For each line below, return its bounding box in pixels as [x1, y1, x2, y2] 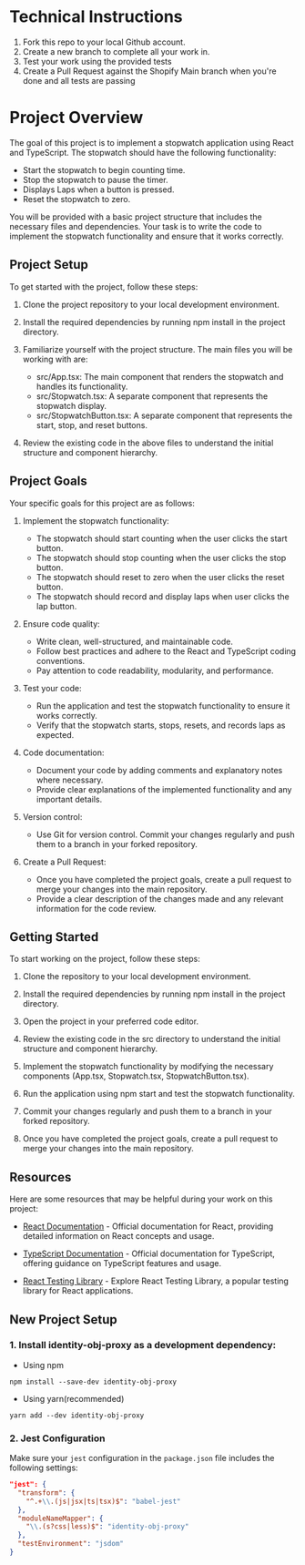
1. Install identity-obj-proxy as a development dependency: [9, 1339, 276, 1352]
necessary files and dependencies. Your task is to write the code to [9, 220, 262, 231]
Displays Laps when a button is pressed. [22, 184, 175, 195]
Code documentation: [22, 747, 105, 758]
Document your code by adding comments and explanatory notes [36, 764, 283, 775]
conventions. [36, 655, 86, 666]
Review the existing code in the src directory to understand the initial [22, 1034, 280, 1045]
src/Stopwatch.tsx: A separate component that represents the [36, 390, 269, 402]
